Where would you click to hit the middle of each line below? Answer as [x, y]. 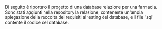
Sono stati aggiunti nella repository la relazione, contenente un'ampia [74, 12]
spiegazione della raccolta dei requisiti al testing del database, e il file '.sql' [79, 17]
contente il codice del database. [37, 22]
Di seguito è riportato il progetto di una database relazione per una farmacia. [81, 7]
